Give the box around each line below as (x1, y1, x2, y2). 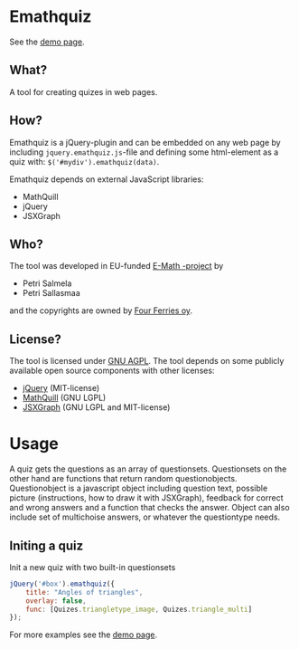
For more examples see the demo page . (9, 629, 158, 640)
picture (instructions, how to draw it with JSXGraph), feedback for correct (9, 492, 284, 503)
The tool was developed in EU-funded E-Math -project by (9, 261, 224, 272)
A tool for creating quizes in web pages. (9, 86, 158, 97)
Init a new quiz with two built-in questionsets (9, 561, 176, 572)
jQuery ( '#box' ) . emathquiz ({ (9, 579, 116, 588)
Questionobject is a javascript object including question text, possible (9, 482, 268, 494)
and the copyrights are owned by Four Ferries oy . (9, 305, 192, 316)
